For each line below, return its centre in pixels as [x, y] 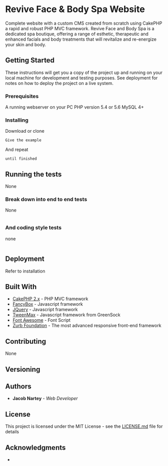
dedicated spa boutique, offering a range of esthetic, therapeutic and [77, 34]
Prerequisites [22, 96]
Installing [17, 120]
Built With [21, 287]
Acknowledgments [36, 448]
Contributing [26, 341]
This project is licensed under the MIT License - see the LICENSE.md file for [84, 426]
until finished [21, 159]
